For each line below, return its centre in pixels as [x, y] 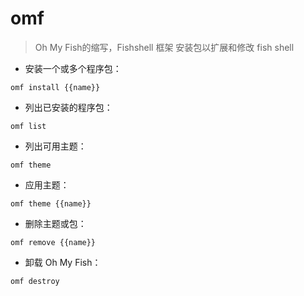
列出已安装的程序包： [68, 107]
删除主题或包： [55, 223]
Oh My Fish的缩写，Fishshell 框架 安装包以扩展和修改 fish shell [164, 47]
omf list [28, 126]
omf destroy [35, 281]
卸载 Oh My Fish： [63, 262]
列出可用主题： [55, 146]
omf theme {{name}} [51, 203]
